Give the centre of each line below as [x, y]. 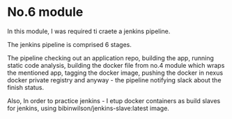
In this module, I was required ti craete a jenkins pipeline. [89, 31]
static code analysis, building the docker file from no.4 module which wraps [116, 65]
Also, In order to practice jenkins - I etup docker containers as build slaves [114, 100]
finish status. [26, 87]
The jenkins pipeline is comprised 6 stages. [70, 44]
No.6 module [45, 12]
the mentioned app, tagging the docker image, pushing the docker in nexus [115, 73]
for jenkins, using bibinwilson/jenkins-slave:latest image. [88, 108]
